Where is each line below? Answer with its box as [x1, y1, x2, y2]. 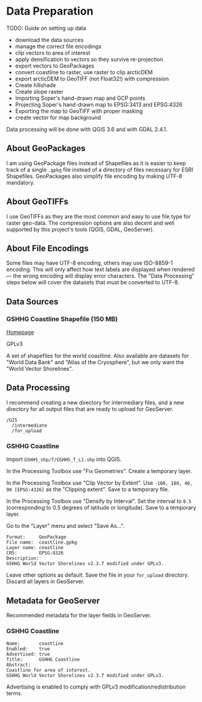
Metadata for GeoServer [6, 595, 100, 606]
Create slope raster [15, 88, 64, 95]
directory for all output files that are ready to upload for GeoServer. [6, 405, 174, 412]
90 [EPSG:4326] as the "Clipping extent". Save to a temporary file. [6, 486, 170, 493]
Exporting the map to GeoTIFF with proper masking [15, 107, 143, 114]
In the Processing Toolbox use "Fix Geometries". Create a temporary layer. [6, 468, 192, 475]
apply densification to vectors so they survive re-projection [15, 55, 164, 63]
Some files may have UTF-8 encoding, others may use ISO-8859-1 [6, 259, 173, 267]
